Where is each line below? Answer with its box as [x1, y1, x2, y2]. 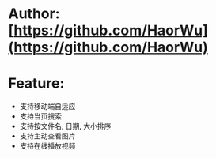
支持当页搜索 [19, 111, 62, 121]
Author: [8, 5, 61, 23]
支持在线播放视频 [19, 141, 76, 151]
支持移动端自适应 [19, 102, 76, 111]
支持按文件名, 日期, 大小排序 [19, 122, 112, 131]
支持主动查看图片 [19, 131, 76, 141]
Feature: [8, 74, 65, 92]
